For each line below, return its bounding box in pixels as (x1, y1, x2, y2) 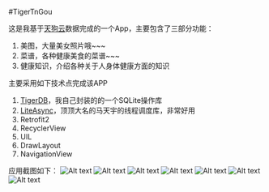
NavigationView (19, 149, 73, 159)
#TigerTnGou (8, 7, 53, 16)
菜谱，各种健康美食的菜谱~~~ (19, 51, 120, 60)
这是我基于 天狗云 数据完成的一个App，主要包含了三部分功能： (8, 23, 214, 33)
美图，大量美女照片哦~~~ (19, 41, 106, 50)
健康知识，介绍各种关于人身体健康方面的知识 (19, 61, 170, 70)
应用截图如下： (8, 166, 58, 175)
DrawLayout (19, 141, 61, 150)
